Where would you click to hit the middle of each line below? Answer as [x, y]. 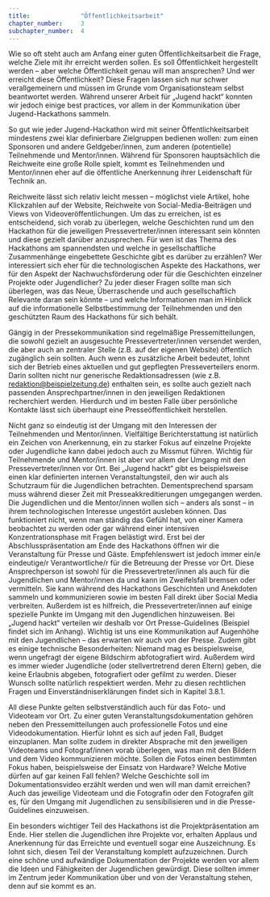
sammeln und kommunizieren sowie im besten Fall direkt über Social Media [133, 597]
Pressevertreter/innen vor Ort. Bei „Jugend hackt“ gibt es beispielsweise [129, 469]
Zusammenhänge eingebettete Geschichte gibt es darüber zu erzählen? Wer [135, 257]
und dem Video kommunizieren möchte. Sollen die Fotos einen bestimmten [133, 759]
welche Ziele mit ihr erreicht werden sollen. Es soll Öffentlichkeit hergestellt [133, 62]
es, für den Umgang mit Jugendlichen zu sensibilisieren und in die [118, 802]
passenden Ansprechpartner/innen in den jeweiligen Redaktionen [117, 393]
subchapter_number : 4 [46, 31]
